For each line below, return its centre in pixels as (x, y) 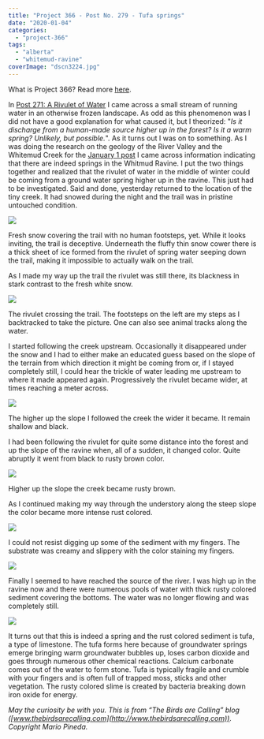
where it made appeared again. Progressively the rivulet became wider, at (128, 379)
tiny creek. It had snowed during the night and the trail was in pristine (121, 196)
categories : (28, 30)
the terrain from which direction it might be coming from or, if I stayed (121, 363)
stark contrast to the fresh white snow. (71, 284)
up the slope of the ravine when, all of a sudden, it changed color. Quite (124, 450)
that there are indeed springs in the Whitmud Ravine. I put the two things (126, 163)
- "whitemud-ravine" (49, 60)
